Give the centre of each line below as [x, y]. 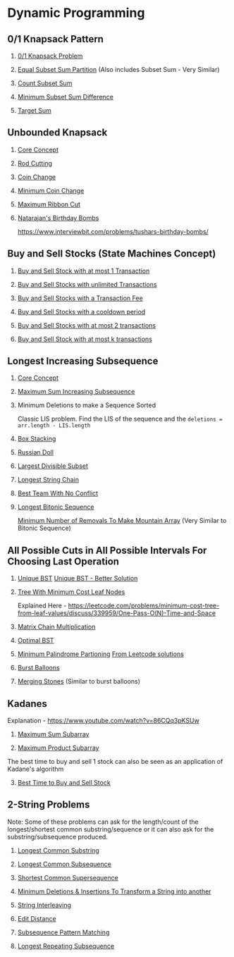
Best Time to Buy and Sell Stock [64, 783]
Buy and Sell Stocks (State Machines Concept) [112, 254]
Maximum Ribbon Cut [49, 204]
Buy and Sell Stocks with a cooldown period [81, 311]
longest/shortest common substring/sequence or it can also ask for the [111, 829]
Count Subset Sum [45, 83]
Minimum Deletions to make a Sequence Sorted [87, 405]
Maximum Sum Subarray [53, 734]
